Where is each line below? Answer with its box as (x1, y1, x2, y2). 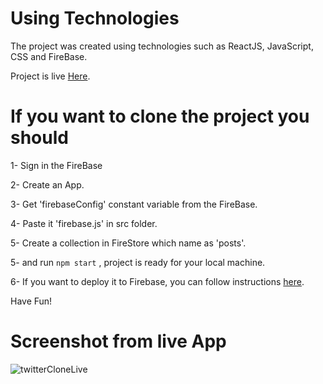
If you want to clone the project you (10, 105, 310, 128)
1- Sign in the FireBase (10, 159, 103, 171)
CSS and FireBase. (10, 50, 88, 62)
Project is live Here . (10, 70, 91, 82)
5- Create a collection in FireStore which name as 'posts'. (10, 237, 247, 249)
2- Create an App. (10, 178, 85, 191)
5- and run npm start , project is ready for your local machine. (10, 256, 266, 268)
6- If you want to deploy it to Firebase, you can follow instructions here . (10, 275, 305, 287)
